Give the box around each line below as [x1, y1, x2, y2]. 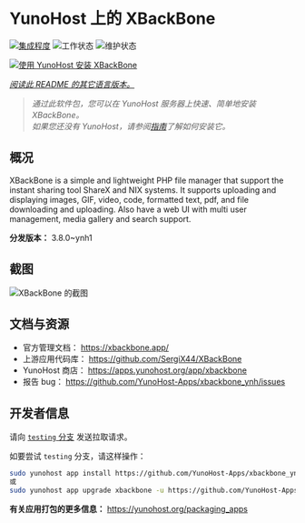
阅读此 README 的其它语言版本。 [9, 78, 135, 89]
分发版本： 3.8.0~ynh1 [9, 232, 93, 243]
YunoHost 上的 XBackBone [9, 8, 216, 29]
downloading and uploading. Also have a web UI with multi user [9, 204, 248, 215]
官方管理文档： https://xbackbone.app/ [22, 342, 170, 353]
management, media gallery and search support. [9, 213, 192, 224]
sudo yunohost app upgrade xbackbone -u [9, 486, 165, 495]
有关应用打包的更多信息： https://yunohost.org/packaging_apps [9, 503, 248, 514]
